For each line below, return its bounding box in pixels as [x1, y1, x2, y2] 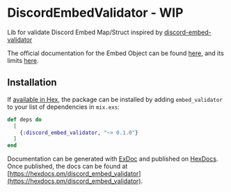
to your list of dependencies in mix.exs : [7, 103, 120, 111]
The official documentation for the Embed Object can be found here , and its [7, 49, 224, 57]
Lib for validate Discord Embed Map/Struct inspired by [7, 28, 163, 36]
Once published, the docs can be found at [7, 162, 128, 170]
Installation [7, 77, 57, 89]
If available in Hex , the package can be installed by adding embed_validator [7, 95, 223, 103]
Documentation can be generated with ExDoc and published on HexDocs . [7, 155, 218, 163]
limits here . [7, 56, 39, 64]
